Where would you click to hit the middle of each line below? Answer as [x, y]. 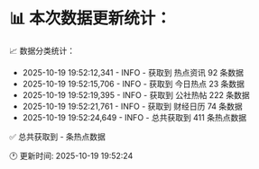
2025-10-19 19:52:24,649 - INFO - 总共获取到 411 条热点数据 [134, 117]
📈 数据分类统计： [42, 50]
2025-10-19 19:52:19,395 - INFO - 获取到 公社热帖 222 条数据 [136, 94]
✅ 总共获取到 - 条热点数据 [58, 137]
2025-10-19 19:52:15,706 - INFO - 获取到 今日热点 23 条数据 [134, 84]
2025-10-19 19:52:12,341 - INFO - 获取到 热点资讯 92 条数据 [133, 72]
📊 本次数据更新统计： [90, 18]
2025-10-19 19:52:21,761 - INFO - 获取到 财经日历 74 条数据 [133, 106]
